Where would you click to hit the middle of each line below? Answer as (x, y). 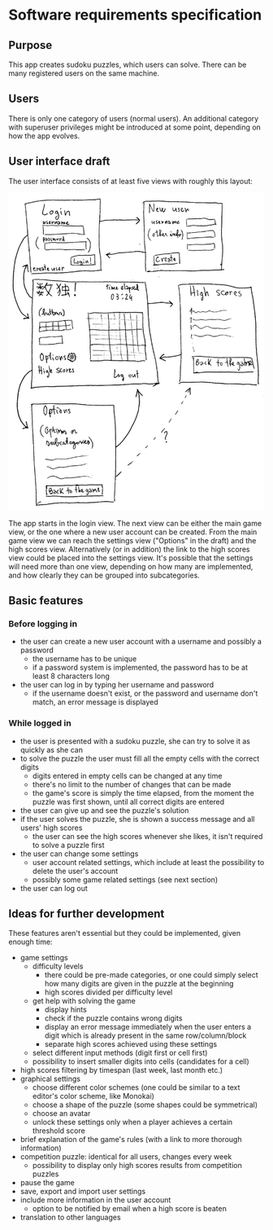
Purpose (30, 45)
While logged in (40, 723)
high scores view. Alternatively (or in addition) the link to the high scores (129, 549)
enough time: (30, 942)
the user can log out (54, 888)
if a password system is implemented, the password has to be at (140, 668)
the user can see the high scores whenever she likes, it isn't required (147, 836)
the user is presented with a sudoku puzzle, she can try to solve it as (135, 741)
